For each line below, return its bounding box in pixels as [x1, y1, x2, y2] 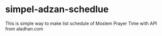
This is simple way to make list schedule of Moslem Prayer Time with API [5, 20, 157, 26]
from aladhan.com [5, 25, 44, 31]
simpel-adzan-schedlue [5, 4, 109, 15]
